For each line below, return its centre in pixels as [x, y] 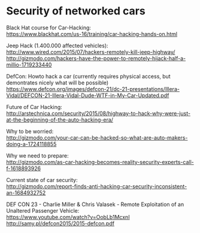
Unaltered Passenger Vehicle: [43, 210]
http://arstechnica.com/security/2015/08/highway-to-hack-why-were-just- [98, 113]
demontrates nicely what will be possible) [57, 83]
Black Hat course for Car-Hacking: [49, 28]
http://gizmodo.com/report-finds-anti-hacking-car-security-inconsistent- [97, 186]
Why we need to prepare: [37, 155]
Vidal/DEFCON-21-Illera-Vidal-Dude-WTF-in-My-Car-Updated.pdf [88, 95]
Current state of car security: [42, 180]
